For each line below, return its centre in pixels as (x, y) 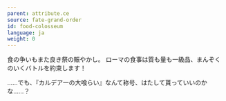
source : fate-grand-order (44, 20)
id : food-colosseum (35, 26)
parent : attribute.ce (38, 13)
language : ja (26, 33)
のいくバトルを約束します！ (47, 68)
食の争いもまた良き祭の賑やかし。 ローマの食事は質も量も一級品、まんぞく (114, 60)
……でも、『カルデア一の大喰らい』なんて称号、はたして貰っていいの (104, 82)
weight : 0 (21, 39)
